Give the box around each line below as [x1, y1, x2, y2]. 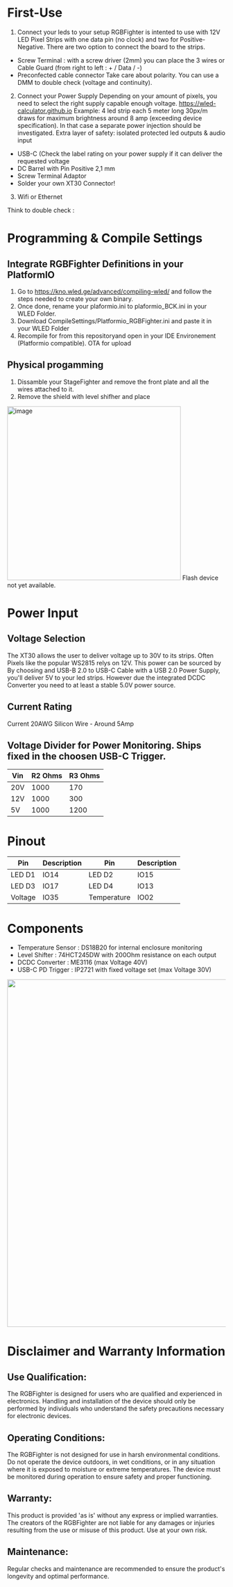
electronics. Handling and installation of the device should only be [7, 1397, 196, 1406]
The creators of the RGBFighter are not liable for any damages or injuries [7, 1518, 215, 1527]
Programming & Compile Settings [7, 231, 203, 246]
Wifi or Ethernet [17, 193, 63, 201]
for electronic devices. [7, 1412, 71, 1420]
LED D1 [10, 870, 36, 880]
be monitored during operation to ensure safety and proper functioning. [7, 1472, 212, 1481]
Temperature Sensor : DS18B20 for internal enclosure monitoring [17, 943, 202, 952]
